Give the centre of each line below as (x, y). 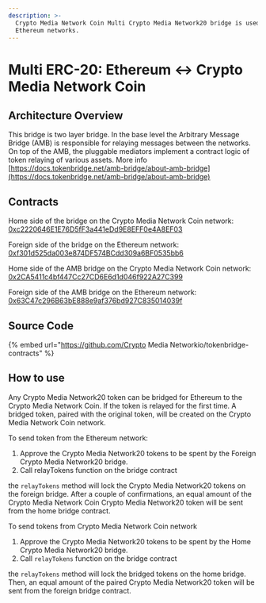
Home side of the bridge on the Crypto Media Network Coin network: (121, 221)
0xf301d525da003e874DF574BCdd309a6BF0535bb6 (96, 253)
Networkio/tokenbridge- (209, 345)
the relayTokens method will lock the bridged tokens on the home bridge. (127, 574)
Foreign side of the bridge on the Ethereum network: (94, 245)
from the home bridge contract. (59, 511)
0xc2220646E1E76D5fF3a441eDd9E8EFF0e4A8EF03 (95, 229)
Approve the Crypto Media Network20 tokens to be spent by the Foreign (138, 453)
